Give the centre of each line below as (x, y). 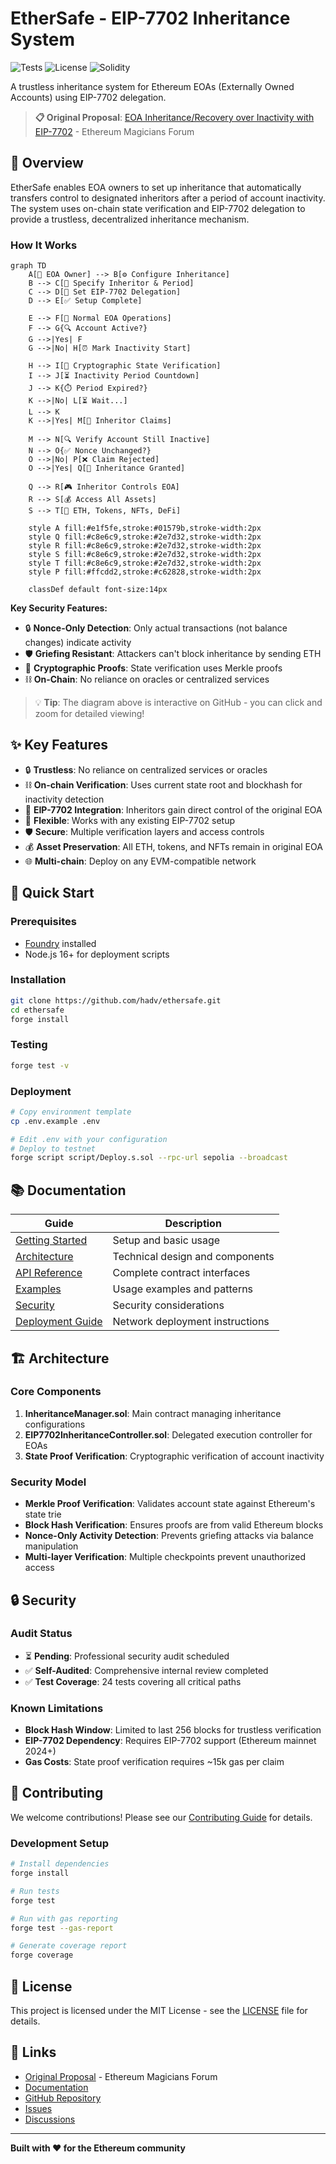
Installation (38, 980)
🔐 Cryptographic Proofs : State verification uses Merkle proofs (153, 668)
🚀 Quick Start (52, 893)
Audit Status (41, 1634)
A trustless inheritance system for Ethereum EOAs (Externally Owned (152, 86)
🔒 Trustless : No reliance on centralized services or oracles (146, 769)
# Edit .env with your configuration (89, 1139)
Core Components (56, 1392)
